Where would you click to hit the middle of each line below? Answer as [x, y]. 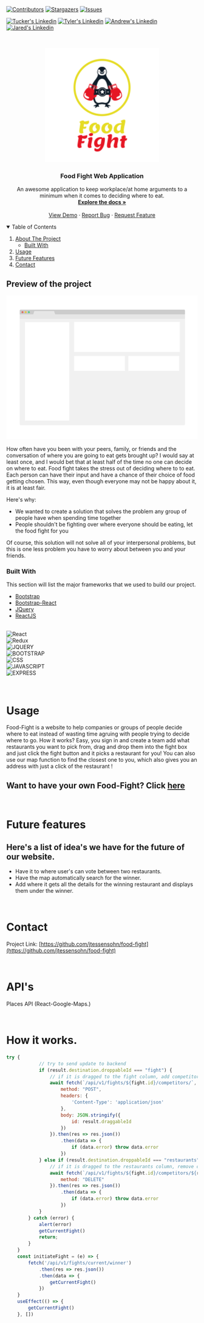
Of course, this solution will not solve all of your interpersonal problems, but [101, 543]
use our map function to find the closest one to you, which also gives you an [102, 760]
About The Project [38, 239]
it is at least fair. [26, 488]
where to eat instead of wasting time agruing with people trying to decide [98, 734]
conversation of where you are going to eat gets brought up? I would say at [100, 456]
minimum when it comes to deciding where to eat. [102, 196]
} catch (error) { [51, 1218]
